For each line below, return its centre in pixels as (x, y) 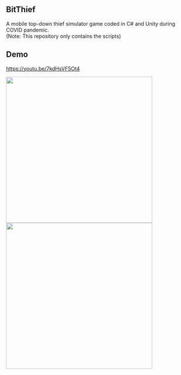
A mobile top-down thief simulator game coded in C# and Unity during (91, 23)
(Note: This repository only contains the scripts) (64, 36)
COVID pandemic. (28, 30)
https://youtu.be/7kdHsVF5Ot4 (43, 68)
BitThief (21, 10)
